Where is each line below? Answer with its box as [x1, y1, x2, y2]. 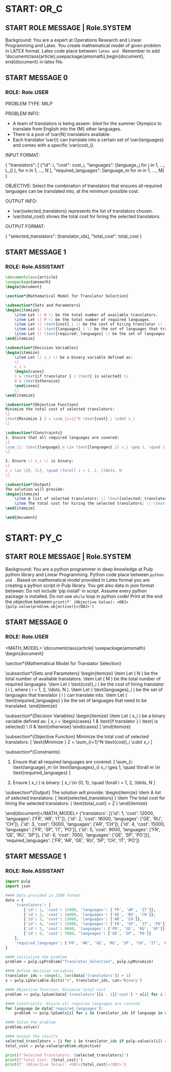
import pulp [5, 879, 31, 884]
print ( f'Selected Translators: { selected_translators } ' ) [5, 1053, 129, 1058]
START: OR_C [5, 3, 63, 15]
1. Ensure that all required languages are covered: [5, 435, 120, 440]
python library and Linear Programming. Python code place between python [5, 571, 164, 578]
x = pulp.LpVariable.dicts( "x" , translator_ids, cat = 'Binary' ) [5, 978, 142, 983]
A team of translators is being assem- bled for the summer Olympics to [12, 120, 162, 126]
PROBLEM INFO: [5, 110, 40, 117]
